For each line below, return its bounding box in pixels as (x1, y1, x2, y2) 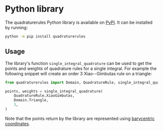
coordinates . (5, 120, 30, 127)
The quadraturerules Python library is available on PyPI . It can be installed (5, 19, 153, 25)
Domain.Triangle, (14, 98, 49, 103)
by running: (5, 24, 28, 30)
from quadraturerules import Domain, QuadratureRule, (5, 80, 116, 85)
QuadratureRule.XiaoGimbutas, (14, 93, 75, 98)
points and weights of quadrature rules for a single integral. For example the (5, 65, 157, 71)
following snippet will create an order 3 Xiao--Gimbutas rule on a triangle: (5, 70, 152, 76)
